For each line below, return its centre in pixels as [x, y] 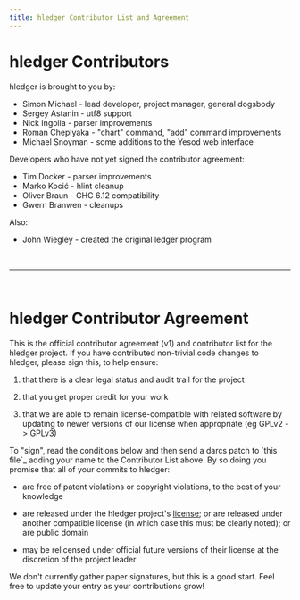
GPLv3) [43, 433]
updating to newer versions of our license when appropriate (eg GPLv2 [152, 423]
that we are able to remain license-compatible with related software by [152, 414]
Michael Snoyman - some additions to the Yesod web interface [138, 142]
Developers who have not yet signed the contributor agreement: [127, 159]
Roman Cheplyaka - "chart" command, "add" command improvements [152, 132]
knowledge [43, 496]
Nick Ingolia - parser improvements [87, 122]
